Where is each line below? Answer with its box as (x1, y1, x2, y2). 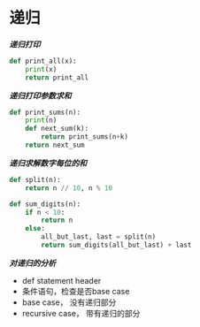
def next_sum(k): (25, 125, 89, 133)
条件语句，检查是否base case (21, 285, 130, 296)
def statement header (21, 275, 102, 285)
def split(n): (9, 175, 62, 184)
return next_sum (25, 141, 86, 150)
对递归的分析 (9, 257, 56, 268)
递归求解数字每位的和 (9, 157, 87, 168)
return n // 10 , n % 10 (25, 183, 113, 193)
